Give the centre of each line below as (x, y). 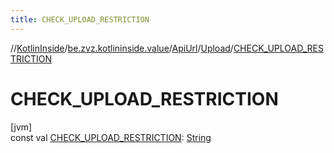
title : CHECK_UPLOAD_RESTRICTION (80, 19)
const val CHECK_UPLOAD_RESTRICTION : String (111, 137)
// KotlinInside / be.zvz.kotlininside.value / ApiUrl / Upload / (122, 48)
